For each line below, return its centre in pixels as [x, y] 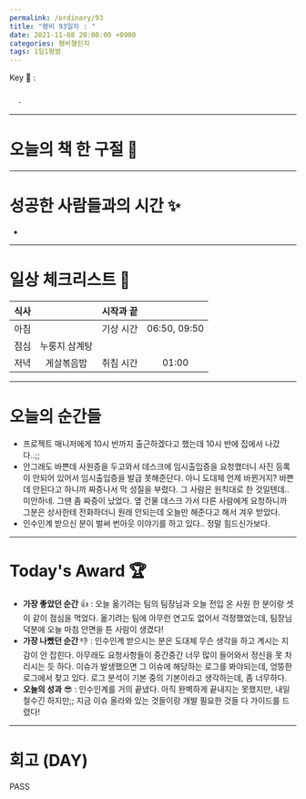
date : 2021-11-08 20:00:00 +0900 [73, 35]
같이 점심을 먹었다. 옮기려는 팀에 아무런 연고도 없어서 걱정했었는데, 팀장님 [163, 618]
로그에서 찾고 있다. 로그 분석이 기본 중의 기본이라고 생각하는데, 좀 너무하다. [155, 677]
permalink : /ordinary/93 [56, 18]
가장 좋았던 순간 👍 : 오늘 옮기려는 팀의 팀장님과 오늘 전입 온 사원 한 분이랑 [153, 603]
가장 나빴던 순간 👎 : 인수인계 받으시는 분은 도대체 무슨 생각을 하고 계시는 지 [156, 640]
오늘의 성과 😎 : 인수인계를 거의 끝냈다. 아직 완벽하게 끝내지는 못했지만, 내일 [156, 689]
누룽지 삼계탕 [66, 345]
